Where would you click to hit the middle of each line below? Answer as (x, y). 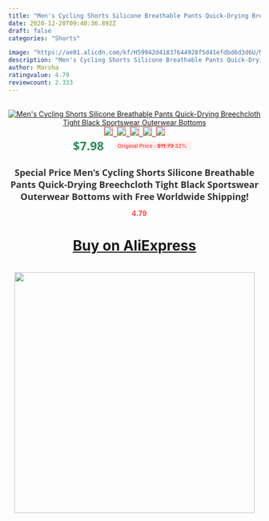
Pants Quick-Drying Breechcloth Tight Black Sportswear (134, 184)
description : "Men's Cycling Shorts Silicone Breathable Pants (116, 60)
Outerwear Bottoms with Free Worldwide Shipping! (134, 196)
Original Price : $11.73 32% (152, 145)
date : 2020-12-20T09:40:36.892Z (62, 23)
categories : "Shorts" (44, 38)
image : (19, 53)
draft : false (30, 31)
